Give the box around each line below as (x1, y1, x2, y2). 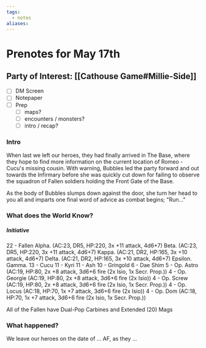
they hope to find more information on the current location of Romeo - (6, 158, 183, 165)
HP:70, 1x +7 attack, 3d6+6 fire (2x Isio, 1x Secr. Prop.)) (6, 293, 146, 301)
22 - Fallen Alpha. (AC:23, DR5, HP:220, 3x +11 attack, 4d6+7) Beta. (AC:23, (6, 241, 198, 249)
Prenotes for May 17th (6, 47, 121, 61)
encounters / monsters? (24, 115, 85, 123)
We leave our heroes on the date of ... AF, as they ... (6, 335, 137, 342)
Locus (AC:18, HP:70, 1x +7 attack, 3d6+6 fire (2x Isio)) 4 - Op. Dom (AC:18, (6, 287, 197, 295)
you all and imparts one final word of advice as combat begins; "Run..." (6, 196, 186, 203)
